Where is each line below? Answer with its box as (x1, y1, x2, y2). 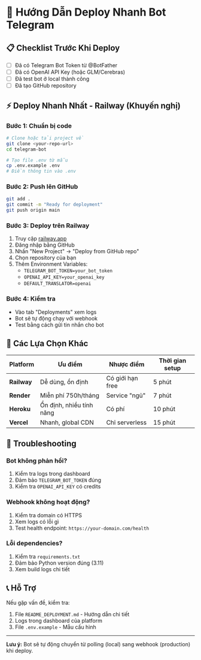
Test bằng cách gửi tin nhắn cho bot (14, 321, 104, 328)
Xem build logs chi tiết (14, 565, 70, 572)
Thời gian (159, 356, 187, 365)
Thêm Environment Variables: (14, 260, 88, 268)
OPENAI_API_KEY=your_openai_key (23, 274, 105, 281)
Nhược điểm (108, 360, 145, 368)
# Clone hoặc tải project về (6, 135, 84, 141)
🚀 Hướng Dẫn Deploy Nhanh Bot (6, 5, 166, 19)
